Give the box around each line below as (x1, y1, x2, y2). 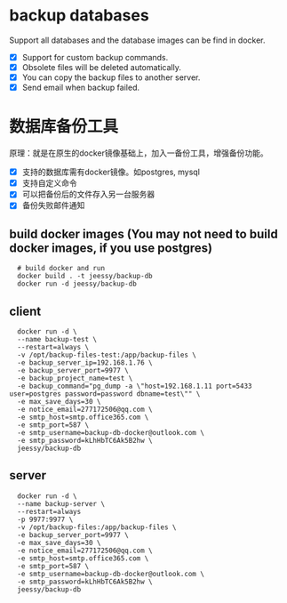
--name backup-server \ (17, 499, 105, 508)
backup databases (9, 5, 149, 26)
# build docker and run (17, 264, 105, 273)
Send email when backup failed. (21, 82, 140, 93)
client (9, 303, 42, 318)
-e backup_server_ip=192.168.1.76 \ (17, 358, 153, 367)
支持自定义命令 (21, 178, 77, 189)
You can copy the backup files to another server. (21, 72, 201, 83)
